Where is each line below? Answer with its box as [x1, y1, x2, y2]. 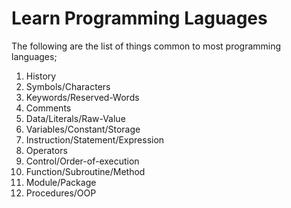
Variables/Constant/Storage [25, 123, 141, 135]
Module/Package [25, 176, 97, 188]
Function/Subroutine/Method [25, 165, 146, 177]
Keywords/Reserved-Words [25, 91, 140, 103]
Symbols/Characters [25, 80, 111, 92]
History [25, 70, 57, 82]
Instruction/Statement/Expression [25, 133, 165, 146]
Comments [25, 102, 72, 114]
